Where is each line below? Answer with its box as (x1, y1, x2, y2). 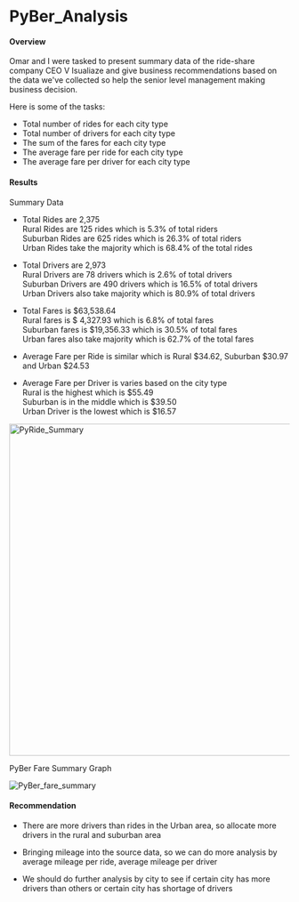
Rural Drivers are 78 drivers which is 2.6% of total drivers (21, 269, 233, 279)
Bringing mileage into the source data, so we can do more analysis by (21, 847, 278, 858)
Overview (9, 36, 46, 46)
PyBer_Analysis (9, 6, 129, 27)
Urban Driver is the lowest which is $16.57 (21, 406, 176, 416)
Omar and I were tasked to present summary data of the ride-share (9, 56, 255, 67)
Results (9, 176, 38, 188)
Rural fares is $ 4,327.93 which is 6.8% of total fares (21, 314, 214, 326)
